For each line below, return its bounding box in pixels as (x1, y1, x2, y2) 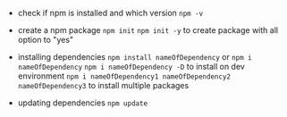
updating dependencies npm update (17, 97, 148, 108)
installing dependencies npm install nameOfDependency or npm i (17, 52, 252, 62)
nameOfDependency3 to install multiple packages (17, 80, 190, 90)
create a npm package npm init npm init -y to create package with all (17, 25, 279, 35)
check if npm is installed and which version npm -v (17, 8, 204, 18)
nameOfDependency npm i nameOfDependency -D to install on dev (17, 62, 246, 71)
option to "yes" (17, 35, 74, 45)
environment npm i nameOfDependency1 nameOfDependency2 (17, 71, 231, 81)
